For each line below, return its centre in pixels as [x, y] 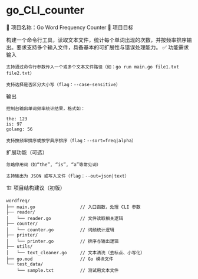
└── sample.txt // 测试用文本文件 [68, 270]
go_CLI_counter [45, 10]
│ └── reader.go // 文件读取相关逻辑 [65, 218]
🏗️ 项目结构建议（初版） [36, 188]
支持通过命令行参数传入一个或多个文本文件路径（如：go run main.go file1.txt [93, 67]
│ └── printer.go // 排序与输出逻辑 [62, 241]
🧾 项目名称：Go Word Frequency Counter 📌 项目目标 [70, 27]
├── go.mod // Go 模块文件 [60, 259]
